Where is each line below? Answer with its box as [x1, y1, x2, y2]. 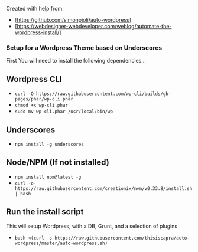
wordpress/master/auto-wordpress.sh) [14, 240, 108, 246]
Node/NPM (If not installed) [6, 158, 109, 168]
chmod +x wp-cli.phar [14, 103, 68, 109]
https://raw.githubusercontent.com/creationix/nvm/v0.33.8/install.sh [14, 185, 193, 191]
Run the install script [6, 207, 84, 217]
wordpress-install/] [14, 29, 61, 36]
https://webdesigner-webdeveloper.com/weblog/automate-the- [17, 23, 172, 30]
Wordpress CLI [6, 74, 62, 84]
